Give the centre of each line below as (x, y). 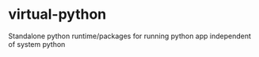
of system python (37, 44)
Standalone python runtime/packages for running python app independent (130, 36)
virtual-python (57, 14)
